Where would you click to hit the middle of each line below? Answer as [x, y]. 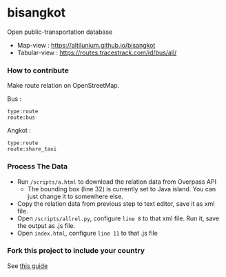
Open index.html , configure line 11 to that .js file [88, 233]
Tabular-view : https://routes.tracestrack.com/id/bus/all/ [97, 52]
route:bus [21, 118]
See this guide [28, 266]
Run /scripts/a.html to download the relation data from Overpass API [117, 182]
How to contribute [38, 70]
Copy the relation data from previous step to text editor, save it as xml [116, 203]
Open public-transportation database [60, 32]
